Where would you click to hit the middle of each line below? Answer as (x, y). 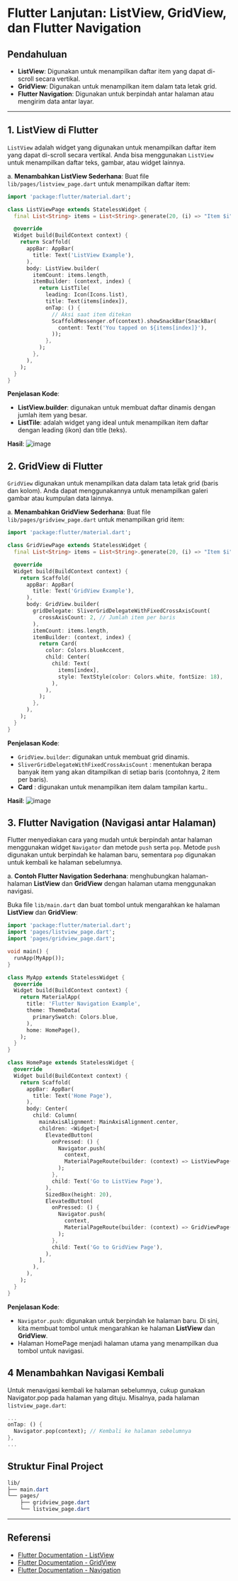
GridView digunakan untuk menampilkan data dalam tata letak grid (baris (113, 483)
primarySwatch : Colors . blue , (76, 1017)
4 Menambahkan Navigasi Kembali (86, 1373)
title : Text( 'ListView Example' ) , (84, 255)
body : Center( (47, 1109)
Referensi (29, 1538)
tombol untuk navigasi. (51, 1351)
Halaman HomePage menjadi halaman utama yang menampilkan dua (118, 1343)
